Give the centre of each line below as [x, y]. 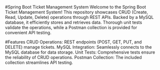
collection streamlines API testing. [39, 63]
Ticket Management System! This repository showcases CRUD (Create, [77, 12]
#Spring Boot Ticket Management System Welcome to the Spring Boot [76, 7]
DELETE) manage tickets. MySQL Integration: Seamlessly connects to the [79, 47]
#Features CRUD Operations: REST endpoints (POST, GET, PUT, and [73, 42]
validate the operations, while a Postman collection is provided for [71, 28]
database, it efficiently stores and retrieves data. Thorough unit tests [74, 22]
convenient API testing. [28, 33]
